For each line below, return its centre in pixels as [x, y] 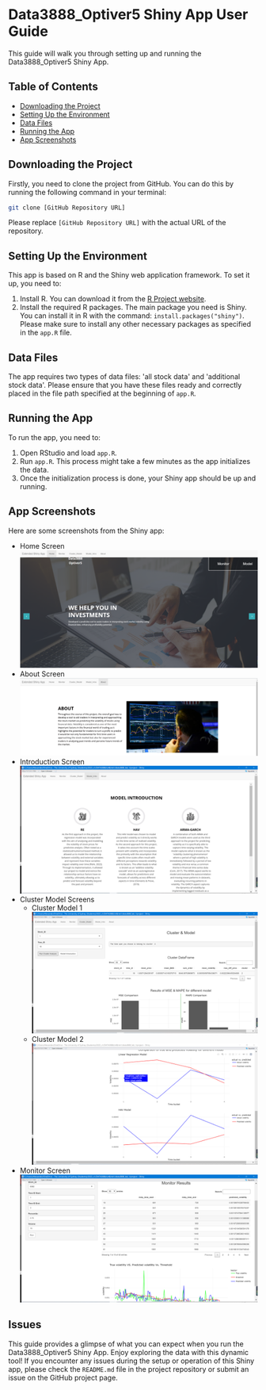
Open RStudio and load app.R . [68, 453]
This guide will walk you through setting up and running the [105, 53]
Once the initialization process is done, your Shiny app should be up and [137, 478]
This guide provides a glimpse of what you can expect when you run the [126, 1344]
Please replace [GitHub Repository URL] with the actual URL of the [118, 223]
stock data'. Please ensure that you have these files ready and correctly [125, 385]
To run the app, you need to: [55, 437]
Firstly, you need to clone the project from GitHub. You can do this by [121, 183]
